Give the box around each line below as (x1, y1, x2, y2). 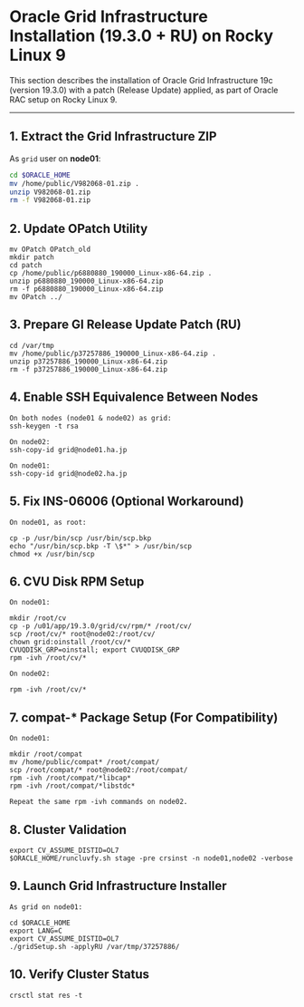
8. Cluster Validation (9, 822, 127, 838)
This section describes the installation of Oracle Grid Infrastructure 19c (9, 74, 273, 85)
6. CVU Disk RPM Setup (9, 574, 145, 589)
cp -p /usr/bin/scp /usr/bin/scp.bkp (9, 533, 152, 543)
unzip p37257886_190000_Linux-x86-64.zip (9, 356, 168, 366)
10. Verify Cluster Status (9, 967, 149, 983)
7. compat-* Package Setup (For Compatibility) (9, 710, 279, 725)
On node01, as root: (9, 518, 88, 527)
